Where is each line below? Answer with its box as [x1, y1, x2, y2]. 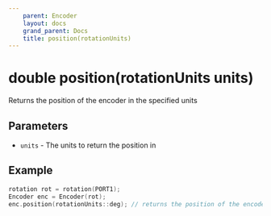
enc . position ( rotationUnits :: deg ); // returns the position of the [8, 200, 240, 208]
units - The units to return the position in [19, 140, 156, 150]
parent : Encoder [23, 11, 78, 20]
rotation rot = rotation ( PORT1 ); [8, 185, 121, 193]
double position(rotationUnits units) [8, 69, 254, 87]
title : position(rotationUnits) [23, 34, 131, 43]
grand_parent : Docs [23, 27, 89, 35]
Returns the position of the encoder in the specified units [8, 96, 198, 106]
